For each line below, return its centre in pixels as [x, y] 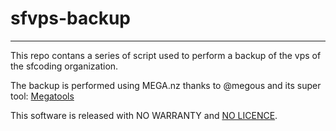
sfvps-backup [71, 18]
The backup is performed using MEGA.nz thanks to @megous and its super [166, 85]
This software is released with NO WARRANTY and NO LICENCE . [144, 115]
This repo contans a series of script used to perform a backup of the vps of [166, 55]
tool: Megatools [42, 96]
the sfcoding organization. [64, 66]
